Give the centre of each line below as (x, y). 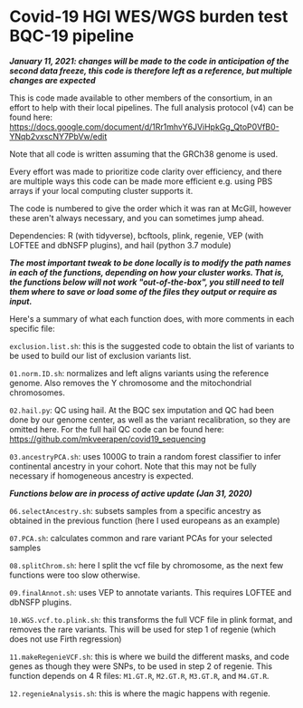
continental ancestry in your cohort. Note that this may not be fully (133, 466)
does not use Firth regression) (66, 639)
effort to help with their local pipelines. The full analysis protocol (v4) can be (151, 107)
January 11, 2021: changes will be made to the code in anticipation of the (149, 61)
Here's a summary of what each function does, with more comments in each (152, 318)
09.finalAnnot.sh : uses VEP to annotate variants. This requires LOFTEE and (151, 592)
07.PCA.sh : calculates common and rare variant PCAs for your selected (141, 538)
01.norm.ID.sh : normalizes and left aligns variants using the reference (139, 373)
